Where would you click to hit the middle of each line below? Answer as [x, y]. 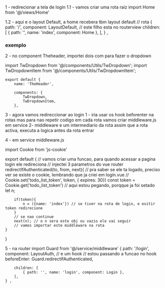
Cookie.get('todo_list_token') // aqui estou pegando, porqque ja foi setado [80, 185]
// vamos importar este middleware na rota [59, 226]
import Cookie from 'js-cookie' [36, 149]
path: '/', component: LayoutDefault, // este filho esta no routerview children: [83, 27]
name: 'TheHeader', [34, 84]
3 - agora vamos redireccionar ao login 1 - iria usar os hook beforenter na [80, 115]
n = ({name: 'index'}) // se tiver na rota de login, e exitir [89, 204]
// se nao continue [34, 217]
